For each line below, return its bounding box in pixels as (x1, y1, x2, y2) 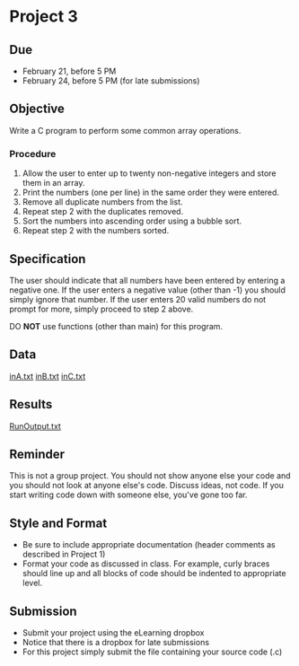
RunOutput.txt (9, 420, 61, 432)
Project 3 (9, 6, 78, 27)
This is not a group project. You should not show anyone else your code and (9, 470, 291, 481)
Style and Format (9, 515, 108, 530)
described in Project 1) (22, 549, 106, 560)
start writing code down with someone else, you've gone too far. (9, 489, 248, 500)
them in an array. (22, 178, 85, 188)
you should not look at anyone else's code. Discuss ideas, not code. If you (9, 480, 285, 491)
